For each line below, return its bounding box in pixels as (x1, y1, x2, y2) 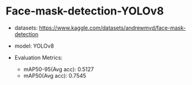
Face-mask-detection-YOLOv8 (5, 4, 164, 18)
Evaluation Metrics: (14, 54, 63, 61)
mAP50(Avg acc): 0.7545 (23, 72, 87, 79)
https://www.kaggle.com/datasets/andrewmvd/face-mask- (39, 24, 186, 31)
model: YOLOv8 (14, 42, 55, 49)
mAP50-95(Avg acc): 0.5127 (23, 65, 94, 73)
